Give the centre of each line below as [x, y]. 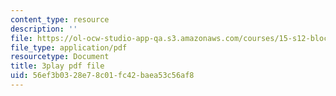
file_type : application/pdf [69, 47]
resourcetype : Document [60, 57]
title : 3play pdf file [57, 66]
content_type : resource [60, 19]
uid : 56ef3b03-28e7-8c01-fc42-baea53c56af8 [102, 76]
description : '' [44, 29]
